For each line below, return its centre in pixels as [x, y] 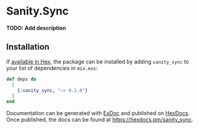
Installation [28, 47]
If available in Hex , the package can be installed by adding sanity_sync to [98, 61]
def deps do [21, 79]
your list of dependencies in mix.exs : [52, 68]
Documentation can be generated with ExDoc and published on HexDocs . [98, 113]
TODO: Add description [36, 28]
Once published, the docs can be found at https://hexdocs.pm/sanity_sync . [100, 120]
